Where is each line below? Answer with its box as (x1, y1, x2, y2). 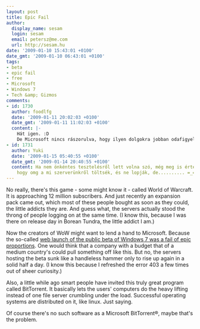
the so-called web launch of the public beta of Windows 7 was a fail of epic (6, 236, 192, 242)
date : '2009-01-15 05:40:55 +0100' (11, 153, 100, 159)
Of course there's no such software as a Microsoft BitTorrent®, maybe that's (6, 310, 193, 316)
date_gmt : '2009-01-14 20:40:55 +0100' (11, 159, 111, 165)
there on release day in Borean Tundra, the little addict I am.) (6, 218, 155, 225)
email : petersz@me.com (11, 36, 68, 42)
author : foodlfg (11, 109, 52, 115)
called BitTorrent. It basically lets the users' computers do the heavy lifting (6, 285, 189, 293)
